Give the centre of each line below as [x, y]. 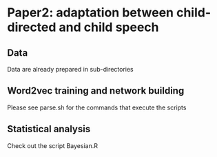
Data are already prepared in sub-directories [70, 69]
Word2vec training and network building [96, 91]
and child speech [109, 27]
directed [32, 27]
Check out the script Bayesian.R [53, 145]
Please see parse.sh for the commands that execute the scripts [97, 107]
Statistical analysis [49, 129]
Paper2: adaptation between [91, 13]
